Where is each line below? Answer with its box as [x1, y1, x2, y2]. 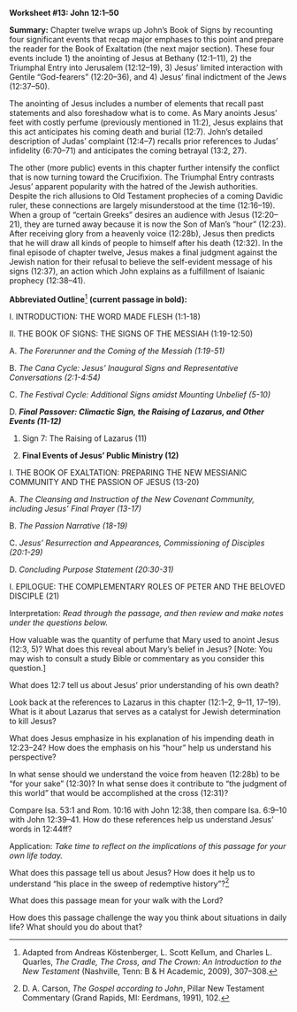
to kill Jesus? [9, 715, 57, 726]
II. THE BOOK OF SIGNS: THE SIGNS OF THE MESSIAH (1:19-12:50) [9, 328, 254, 339]
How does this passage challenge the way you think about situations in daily [9, 912, 287, 923]
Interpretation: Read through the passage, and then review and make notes [9, 607, 285, 618]
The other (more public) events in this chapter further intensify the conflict [9, 163, 280, 173]
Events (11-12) [9, 415, 62, 426]
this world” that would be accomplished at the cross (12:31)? [9, 787, 229, 798]
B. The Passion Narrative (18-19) [9, 520, 128, 530]
